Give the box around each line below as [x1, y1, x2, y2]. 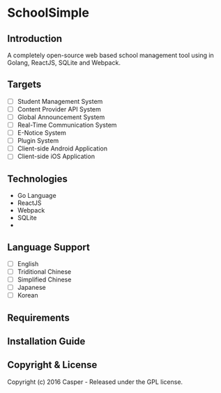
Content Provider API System [17, 105, 101, 113]
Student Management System [17, 97, 103, 105]
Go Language [17, 192, 57, 200]
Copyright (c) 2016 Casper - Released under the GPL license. [7, 378, 183, 386]
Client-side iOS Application [17, 152, 96, 161]
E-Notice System [17, 129, 66, 137]
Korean [17, 291, 38, 300]
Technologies [7, 173, 68, 185]
